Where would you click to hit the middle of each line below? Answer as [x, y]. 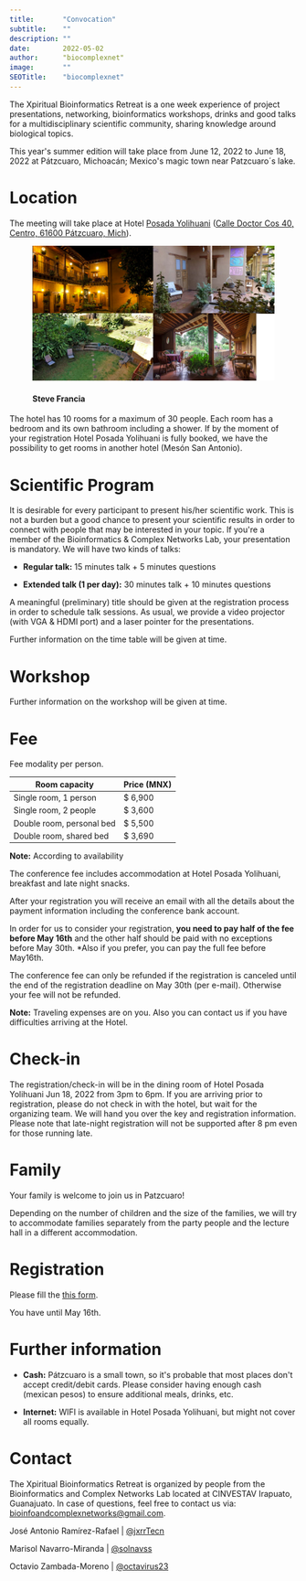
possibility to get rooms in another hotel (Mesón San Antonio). [126, 448]
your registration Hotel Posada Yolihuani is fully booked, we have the [138, 438]
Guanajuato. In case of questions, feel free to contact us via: [123, 1503]
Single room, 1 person [55, 797]
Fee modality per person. [57, 764]
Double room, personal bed [64, 823]
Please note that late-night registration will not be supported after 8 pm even [153, 1124]
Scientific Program [82, 485]
